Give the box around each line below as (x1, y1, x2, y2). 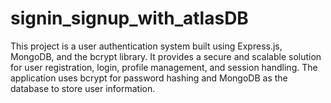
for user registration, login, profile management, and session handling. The (10, 61, 318, 73)
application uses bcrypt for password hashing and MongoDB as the (10, 72, 288, 84)
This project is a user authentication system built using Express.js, (10, 40, 283, 52)
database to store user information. (10, 82, 156, 94)
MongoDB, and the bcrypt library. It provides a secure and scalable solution (10, 50, 322, 62)
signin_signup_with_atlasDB (10, 7, 249, 30)
